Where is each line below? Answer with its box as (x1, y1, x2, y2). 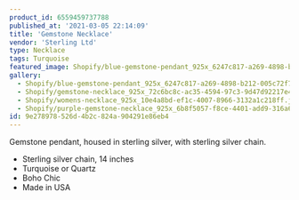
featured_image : (9, 63, 69, 72)
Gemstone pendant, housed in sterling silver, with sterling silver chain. (9, 137, 267, 148)
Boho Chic (21, 172, 61, 183)
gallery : (9, 71, 42, 80)
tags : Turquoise (9, 54, 69, 63)
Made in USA (21, 182, 71, 193)
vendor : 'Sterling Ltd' (9, 37, 98, 47)
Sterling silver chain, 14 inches (21, 154, 134, 164)
